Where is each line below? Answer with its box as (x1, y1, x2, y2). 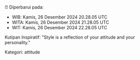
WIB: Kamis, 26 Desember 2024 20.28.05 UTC (11, 14, 108, 20)
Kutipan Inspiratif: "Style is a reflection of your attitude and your (4, 34, 135, 40)
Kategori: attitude (4, 49, 40, 55)
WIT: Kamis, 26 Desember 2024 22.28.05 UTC (11, 25, 107, 30)
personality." (4, 40, 31, 45)
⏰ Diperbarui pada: (4, 4, 44, 10)
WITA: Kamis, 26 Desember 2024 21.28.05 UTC (11, 19, 110, 25)
